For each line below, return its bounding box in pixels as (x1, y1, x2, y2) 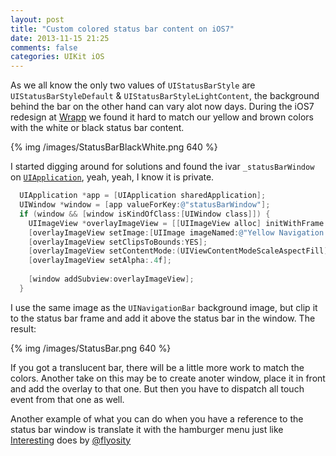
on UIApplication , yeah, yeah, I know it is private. (10, 171, 215, 183)
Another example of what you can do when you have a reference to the (10, 412, 304, 425)
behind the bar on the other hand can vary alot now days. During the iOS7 (10, 101, 315, 113)
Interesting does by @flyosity (10, 434, 132, 446)
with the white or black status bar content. (10, 122, 185, 134)
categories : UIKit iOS (10, 52, 105, 62)
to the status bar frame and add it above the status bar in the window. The (10, 312, 316, 324)
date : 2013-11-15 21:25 (10, 33, 110, 43)
